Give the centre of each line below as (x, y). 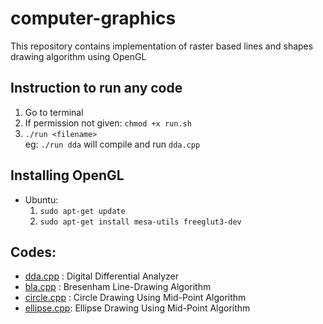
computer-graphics (93, 18)
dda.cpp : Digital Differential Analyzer (101, 276)
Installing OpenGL (67, 175)
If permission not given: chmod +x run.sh (108, 123)
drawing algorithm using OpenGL (78, 56)
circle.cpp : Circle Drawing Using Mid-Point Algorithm (135, 298)
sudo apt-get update (82, 211)
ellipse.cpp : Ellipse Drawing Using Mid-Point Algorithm (137, 308)
